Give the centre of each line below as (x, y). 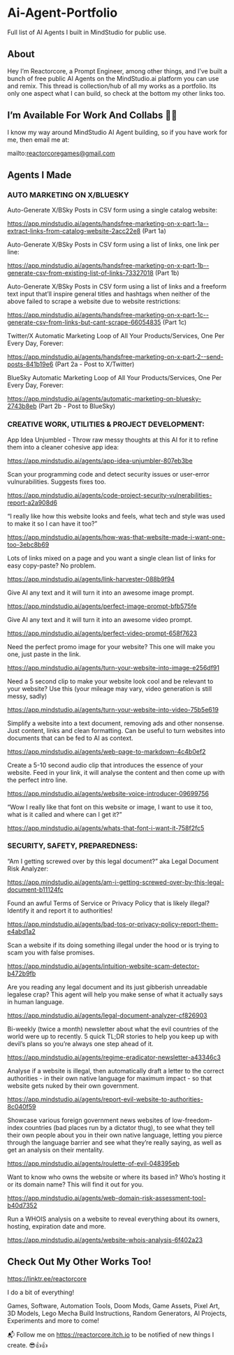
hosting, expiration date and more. (57, 1226)
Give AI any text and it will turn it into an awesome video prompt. (100, 619)
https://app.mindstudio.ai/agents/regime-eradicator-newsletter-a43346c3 (114, 1057)
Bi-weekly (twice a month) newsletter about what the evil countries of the (113, 1029)
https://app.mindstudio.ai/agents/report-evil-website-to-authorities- (105, 1099)
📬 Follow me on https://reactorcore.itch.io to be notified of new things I (111, 1334)
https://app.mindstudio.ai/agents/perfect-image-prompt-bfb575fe (102, 606)
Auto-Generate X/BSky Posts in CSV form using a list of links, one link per (114, 245)
